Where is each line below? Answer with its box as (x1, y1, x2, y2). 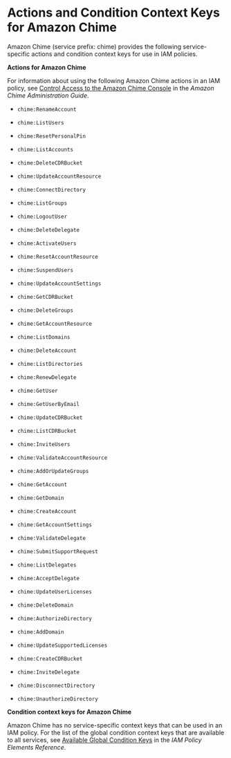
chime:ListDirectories (17, 360, 83, 367)
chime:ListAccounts (17, 146, 74, 153)
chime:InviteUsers (17, 441, 71, 447)
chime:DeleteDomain (17, 602, 74, 609)
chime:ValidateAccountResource (17, 454, 108, 461)
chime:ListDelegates (17, 562, 77, 568)
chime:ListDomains (17, 333, 71, 340)
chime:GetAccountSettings (17, 521, 92, 528)
